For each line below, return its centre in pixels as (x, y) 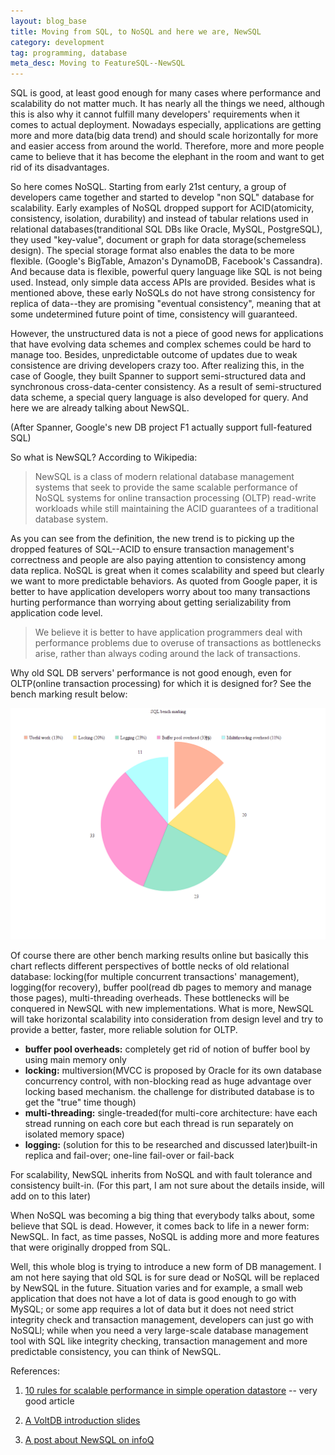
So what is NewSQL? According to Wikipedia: (104, 457)
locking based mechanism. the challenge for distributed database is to (169, 1092)
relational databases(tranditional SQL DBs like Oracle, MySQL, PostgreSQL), (166, 229)
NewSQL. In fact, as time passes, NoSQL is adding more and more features (165, 1237)
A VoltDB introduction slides (82, 1421)
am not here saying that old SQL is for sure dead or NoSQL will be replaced (165, 1277)
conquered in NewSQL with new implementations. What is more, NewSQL (162, 1009)
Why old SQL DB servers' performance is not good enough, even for (151, 673)
